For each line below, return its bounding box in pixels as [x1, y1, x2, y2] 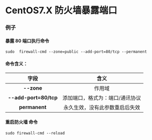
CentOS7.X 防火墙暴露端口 [5, 5, 117, 16]
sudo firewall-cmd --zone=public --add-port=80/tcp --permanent [5, 49, 147, 54]
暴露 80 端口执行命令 [5, 38, 49, 44]
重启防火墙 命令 [5, 119, 38, 125]
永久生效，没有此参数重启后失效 [63, 104, 140, 111]
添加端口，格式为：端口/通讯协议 [62, 94, 141, 101]
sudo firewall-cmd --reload [5, 130, 65, 135]
